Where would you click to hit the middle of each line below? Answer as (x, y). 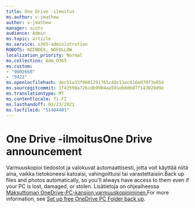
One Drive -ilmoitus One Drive (79, 139)
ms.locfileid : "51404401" (38, 110)
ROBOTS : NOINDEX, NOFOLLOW (39, 50)
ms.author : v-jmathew (33, 17)
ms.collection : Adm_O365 (36, 61)
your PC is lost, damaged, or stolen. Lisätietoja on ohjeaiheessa (83, 186)
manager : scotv (25, 28)
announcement (44, 151)
